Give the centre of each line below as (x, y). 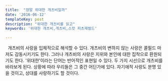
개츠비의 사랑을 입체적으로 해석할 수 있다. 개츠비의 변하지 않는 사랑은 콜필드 (82, 48)
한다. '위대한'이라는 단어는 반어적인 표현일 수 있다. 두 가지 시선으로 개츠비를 (89, 60)
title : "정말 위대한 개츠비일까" (36, 10)
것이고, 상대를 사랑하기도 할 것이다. (45, 73)
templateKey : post (25, 19)
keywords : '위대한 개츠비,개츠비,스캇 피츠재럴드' (51, 29)
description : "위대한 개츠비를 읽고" (40, 24)
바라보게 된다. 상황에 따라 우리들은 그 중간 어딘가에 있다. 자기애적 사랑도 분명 (81, 67)
